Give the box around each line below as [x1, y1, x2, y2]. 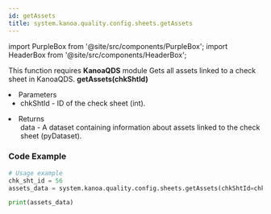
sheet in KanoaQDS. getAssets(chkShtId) [8, 74, 148, 84]
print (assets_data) [8, 199, 74, 207]
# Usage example [8, 169, 63, 177]
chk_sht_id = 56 [8, 176, 63, 185]
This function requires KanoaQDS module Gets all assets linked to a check [8, 65, 256, 75]
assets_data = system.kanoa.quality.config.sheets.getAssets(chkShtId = [8, 184, 254, 192]
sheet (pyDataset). [19, 130, 82, 141]
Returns [19, 113, 44, 123]
